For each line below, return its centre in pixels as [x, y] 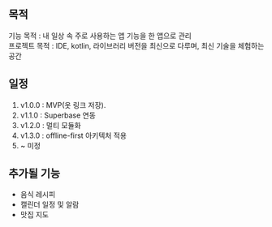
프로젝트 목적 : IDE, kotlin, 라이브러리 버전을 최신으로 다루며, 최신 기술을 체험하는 [136, 45]
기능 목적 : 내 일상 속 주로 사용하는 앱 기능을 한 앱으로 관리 [100, 36]
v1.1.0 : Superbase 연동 [58, 115]
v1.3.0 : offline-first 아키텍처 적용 [73, 135]
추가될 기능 [35, 174]
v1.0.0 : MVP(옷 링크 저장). [63, 105]
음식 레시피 [38, 195]
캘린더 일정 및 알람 [50, 204]
